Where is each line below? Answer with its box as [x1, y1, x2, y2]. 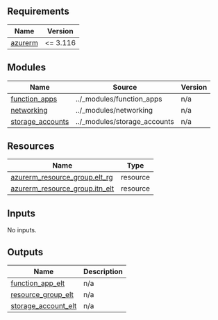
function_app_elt [10, 278, 65, 288]
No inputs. [7, 226, 37, 234]
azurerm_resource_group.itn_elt [10, 184, 115, 193]
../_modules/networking [75, 105, 153, 115]
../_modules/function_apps [75, 94, 162, 104]
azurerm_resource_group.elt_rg [10, 173, 113, 182]
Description [83, 267, 123, 277]
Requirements [7, 6, 69, 17]
